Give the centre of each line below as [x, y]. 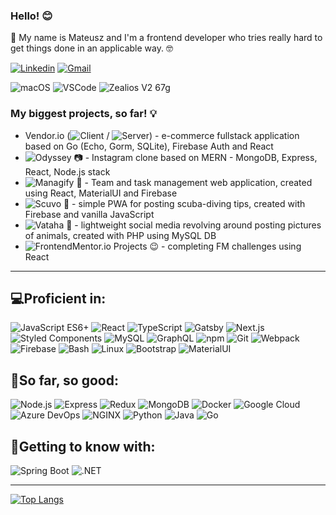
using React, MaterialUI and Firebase [101, 193]
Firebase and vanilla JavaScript [89, 214]
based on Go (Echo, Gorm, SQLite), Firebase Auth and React [149, 146]
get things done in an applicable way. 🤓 [91, 48]
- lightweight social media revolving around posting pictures [198, 225]
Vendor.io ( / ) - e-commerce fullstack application [162, 135]
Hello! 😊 [31, 16]
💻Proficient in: [58, 298]
